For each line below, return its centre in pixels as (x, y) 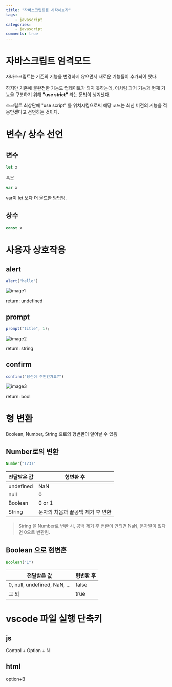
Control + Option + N (28, 650)
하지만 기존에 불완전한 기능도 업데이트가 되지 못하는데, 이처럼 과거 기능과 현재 (83, 88)
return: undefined (24, 301)
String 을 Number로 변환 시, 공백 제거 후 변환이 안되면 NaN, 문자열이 (87, 526)
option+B (16, 679)
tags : (12, 15)
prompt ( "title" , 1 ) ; (28, 329)
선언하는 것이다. (44, 112)
